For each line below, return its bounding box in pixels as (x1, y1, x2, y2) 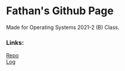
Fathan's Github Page (6, 4, 114, 18)
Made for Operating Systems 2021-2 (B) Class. (6, 24, 120, 31)
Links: (6, 38, 24, 47)
